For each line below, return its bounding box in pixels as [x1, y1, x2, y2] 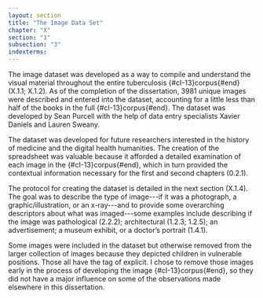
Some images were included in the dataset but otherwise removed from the [8, 241, 253, 250]
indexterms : [8, 48, 47, 56]
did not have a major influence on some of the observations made [8, 274, 221, 283]
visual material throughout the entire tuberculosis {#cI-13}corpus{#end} [8, 78, 241, 87]
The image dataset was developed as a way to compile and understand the [8, 70, 251, 79]
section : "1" [8, 33, 51, 42]
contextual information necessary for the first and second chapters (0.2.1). [8, 168, 249, 178]
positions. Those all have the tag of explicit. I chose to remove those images [8, 257, 254, 267]
